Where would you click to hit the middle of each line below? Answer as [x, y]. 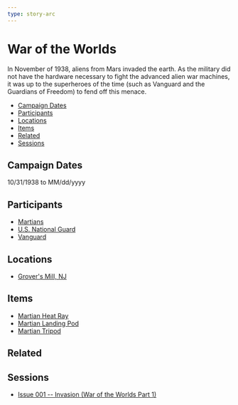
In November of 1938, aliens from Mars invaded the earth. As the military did [119, 69]
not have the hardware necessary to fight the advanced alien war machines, [119, 76]
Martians [31, 222]
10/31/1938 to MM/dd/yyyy [47, 183]
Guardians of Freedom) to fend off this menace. [77, 91]
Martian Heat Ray [43, 315]
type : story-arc [31, 14]
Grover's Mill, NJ [42, 276]
